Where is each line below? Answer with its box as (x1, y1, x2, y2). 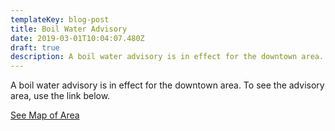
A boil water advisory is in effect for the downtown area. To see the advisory (10, 79, 325, 91)
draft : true (10, 42, 60, 53)
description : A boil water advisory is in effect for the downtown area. (10, 52, 325, 62)
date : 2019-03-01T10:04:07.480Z (10, 33, 145, 43)
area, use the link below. (10, 90, 111, 102)
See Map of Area (10, 109, 80, 121)
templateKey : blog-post (10, 14, 110, 25)
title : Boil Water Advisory (10, 24, 128, 34)
